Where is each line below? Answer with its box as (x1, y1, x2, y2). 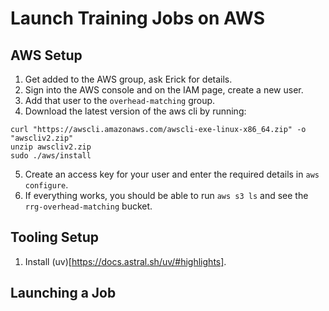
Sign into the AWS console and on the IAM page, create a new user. (24, 84, 304, 96)
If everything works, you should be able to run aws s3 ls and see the (24, 190, 309, 201)
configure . (24, 179, 69, 191)
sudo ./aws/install (10, 151, 92, 161)
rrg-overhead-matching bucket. (24, 200, 153, 212)
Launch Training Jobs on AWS (10, 7, 266, 30)
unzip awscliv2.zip (10, 142, 92, 152)
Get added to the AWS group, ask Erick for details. (24, 73, 233, 85)
